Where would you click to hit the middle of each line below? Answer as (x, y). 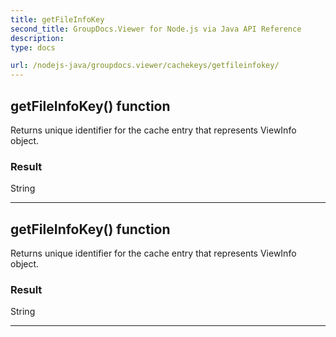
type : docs (33, 47)
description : (37, 38)
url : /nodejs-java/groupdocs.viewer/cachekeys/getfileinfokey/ (145, 66)
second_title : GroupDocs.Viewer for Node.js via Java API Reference (156, 29)
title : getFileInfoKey (57, 19)
